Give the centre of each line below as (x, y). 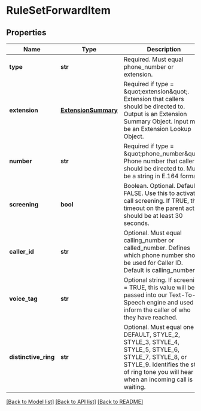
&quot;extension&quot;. (156, 92)
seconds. (136, 223)
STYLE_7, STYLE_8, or (155, 357)
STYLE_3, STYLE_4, (151, 342)
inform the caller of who (157, 310)
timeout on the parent (154, 208)
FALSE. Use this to (149, 193)
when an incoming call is (158, 379)
